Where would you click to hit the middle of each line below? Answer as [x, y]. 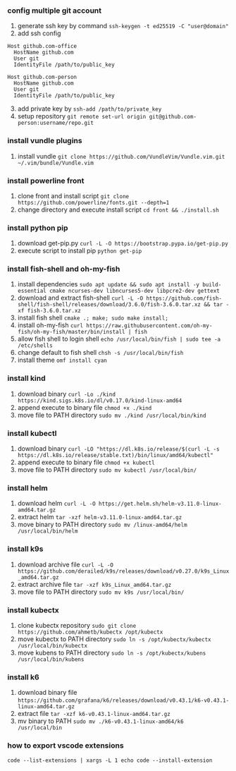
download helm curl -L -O [57, 504]
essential [32, 291]
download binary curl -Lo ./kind [67, 394]
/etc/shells [35, 346]
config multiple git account [55, 11]
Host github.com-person [42, 77]
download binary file [47, 693]
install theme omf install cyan [62, 360]
